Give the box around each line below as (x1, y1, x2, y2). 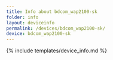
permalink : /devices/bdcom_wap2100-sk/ (6, 25, 106, 31)
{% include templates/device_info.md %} (6, 47, 108, 54)
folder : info (6, 14, 39, 20)
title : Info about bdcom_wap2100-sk (6, 8, 97, 15)
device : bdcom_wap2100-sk (6, 31, 71, 37)
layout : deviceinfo (6, 20, 55, 26)
